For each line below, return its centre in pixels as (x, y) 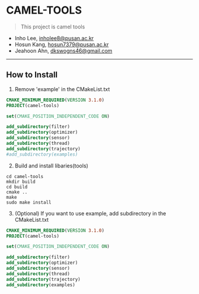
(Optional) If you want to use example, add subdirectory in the (90, 213)
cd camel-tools (25, 176)
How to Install (32, 75)
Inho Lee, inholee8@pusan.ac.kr (54, 38)
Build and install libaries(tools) (52, 166)
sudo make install (29, 202)
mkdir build (21, 182)
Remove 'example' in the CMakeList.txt (62, 89)
